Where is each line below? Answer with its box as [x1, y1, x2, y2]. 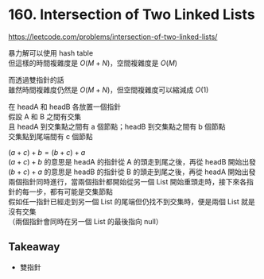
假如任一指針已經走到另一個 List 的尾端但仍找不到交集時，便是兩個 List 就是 [8, 196, 256, 206]
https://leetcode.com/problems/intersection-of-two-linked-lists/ [8, 32, 218, 41]
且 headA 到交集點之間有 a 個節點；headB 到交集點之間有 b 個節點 [8, 122, 226, 131]
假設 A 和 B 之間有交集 [8, 111, 82, 121]
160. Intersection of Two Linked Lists [8, 6, 256, 24]
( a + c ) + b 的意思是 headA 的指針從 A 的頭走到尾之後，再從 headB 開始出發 [8, 157, 257, 166]
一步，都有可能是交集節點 [29, 187, 113, 196]
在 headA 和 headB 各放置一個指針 [8, 102, 122, 111]
